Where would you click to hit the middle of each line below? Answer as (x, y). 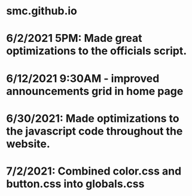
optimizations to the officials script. (97, 51)
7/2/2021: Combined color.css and (94, 171)
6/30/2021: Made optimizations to (93, 118)
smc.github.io (42, 11)
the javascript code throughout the (95, 131)
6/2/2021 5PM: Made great (74, 39)
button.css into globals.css (75, 184)
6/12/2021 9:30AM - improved (83, 78)
